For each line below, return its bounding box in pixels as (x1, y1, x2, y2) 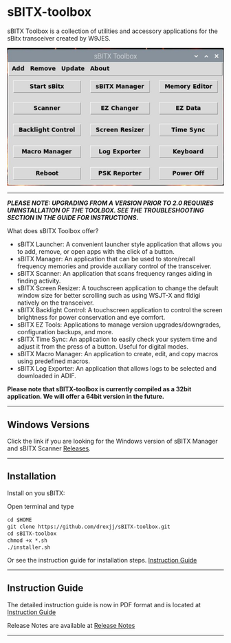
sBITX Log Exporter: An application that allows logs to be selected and (16, 364, 217, 373)
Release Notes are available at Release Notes (7, 621, 135, 629)
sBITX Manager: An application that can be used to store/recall (16, 255, 196, 263)
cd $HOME (7, 516, 32, 523)
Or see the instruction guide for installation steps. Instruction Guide (7, 556, 197, 564)
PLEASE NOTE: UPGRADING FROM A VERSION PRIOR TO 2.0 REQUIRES (7, 199, 214, 207)
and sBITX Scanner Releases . (7, 444, 91, 453)
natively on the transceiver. (16, 298, 94, 307)
